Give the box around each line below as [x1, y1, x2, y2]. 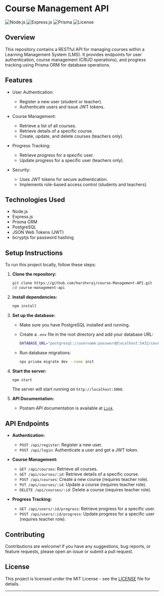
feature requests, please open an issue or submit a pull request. [5, 549, 133, 554]
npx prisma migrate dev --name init [19, 359, 94, 364]
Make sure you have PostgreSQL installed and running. [19, 321, 130, 328]
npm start [12, 377, 33, 382]
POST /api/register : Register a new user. [19, 442, 102, 448]
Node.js [12, 208, 28, 214]
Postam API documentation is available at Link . [19, 405, 114, 411]
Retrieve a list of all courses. [19, 123, 77, 129]
